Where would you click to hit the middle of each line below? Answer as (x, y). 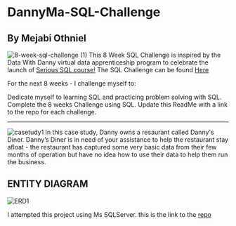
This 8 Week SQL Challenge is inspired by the (155, 55)
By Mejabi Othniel (47, 38)
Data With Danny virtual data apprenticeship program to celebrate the (108, 62)
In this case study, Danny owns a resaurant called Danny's (130, 132)
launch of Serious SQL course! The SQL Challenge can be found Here (108, 70)
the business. (27, 162)
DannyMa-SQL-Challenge (84, 12)
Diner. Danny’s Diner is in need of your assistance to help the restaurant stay (118, 140)
